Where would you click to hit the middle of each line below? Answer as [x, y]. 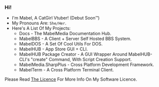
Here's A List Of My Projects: [41, 28]
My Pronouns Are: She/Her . [39, 23]
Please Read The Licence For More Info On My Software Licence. [71, 79]
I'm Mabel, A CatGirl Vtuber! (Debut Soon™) [56, 18]
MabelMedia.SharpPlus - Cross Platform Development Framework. [87, 65]
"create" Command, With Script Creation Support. [81, 60]
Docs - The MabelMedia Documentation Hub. [65, 34]
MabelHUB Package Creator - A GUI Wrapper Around [73, 54]
